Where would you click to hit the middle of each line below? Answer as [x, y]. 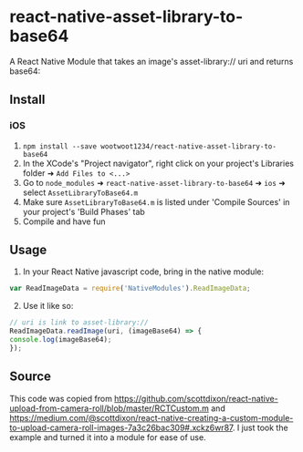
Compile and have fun [64, 221]
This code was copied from [61, 398]
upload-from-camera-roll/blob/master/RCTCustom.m [110, 408]
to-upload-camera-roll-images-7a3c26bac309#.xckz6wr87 [121, 427]
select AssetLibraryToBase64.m [80, 192]
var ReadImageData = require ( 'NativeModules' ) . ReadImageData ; [130, 289]
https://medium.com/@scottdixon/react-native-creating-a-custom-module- [151, 417]
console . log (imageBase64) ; [61, 340]
